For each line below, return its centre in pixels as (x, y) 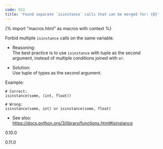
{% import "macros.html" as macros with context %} (58, 28)
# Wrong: (14, 104)
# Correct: (16, 91)
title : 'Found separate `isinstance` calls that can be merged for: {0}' (82, 14)
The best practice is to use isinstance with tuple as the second (76, 53)
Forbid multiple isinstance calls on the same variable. (60, 38)
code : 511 (15, 10)
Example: (15, 82)
